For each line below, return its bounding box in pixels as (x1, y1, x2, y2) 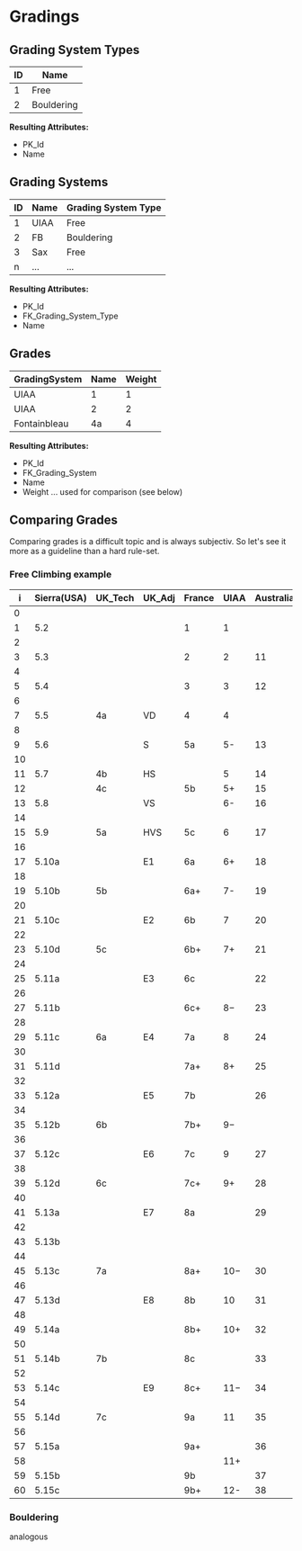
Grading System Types (9, 42, 140, 58)
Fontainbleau (13, 417, 69, 429)
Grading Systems (9, 175, 109, 190)
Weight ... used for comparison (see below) (22, 486, 183, 497)
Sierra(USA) (34, 591, 87, 604)
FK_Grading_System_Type (22, 310, 119, 321)
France (183, 591, 215, 604)
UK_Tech (95, 591, 135, 604)
